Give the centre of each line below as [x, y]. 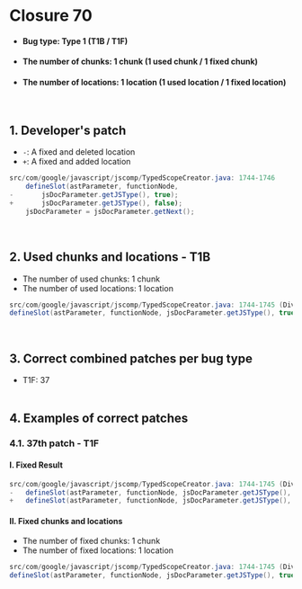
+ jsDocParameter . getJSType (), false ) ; [96, 203]
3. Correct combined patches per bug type [131, 358]
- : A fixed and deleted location [79, 152]
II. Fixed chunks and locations [66, 521]
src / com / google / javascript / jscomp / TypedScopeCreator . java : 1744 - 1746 [142, 178]
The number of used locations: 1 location [98, 288]
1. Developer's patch [68, 130]
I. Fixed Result [36, 465]
